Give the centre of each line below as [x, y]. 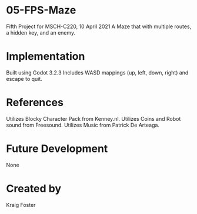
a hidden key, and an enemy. [41, 32]
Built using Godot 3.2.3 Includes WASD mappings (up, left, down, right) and [97, 72]
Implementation [46, 57]
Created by [34, 188]
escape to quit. [24, 79]
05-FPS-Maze [41, 10]
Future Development [57, 149]
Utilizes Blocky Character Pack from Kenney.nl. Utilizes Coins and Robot [94, 118]
